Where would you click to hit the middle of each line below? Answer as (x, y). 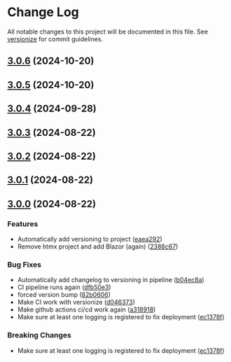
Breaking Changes (40, 335)
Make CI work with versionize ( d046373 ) (76, 302)
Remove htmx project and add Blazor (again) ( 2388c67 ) (98, 246)
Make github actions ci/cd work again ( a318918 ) (86, 309)
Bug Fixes (24, 265)
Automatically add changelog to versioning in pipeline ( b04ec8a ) (111, 280)
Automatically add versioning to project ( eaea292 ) (90, 239)
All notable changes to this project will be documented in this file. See (108, 32)
